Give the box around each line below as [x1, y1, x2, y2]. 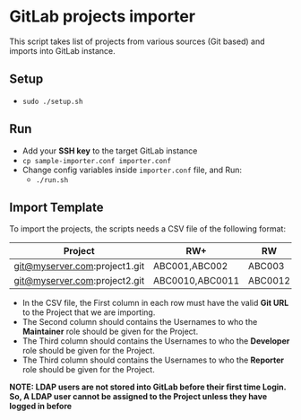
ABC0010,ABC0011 [152, 275, 240, 287]
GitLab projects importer [9, 6, 195, 27]
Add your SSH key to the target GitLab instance [21, 145, 198, 156]
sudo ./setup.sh [21, 97, 83, 106]
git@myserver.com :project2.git [13, 275, 145, 287]
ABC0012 [247, 275, 291, 287]
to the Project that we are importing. [21, 307, 156, 318]
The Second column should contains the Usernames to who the [21, 317, 258, 328]
